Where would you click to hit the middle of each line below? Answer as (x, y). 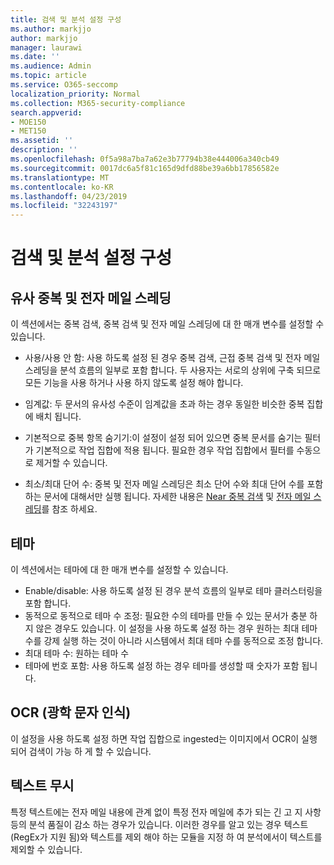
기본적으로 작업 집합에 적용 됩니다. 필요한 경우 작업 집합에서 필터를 (165, 450)
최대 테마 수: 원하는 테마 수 (77, 653)
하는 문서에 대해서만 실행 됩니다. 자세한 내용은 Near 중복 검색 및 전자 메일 (168, 497)
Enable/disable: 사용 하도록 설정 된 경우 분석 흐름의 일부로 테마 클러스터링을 (173, 590)
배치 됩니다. (58, 417)
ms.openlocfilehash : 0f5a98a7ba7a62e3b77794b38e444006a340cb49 (145, 159)
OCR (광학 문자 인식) (71, 712)
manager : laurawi (46, 47)
